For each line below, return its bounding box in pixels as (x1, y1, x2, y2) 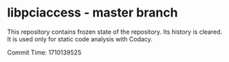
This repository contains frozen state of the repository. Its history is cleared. (7, 28, 222, 36)
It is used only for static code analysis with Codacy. (7, 34, 153, 43)
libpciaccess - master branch (7, 5, 178, 21)
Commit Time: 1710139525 (7, 48, 82, 56)
